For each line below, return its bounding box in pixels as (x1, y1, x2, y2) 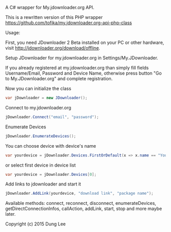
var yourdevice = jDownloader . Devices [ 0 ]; (5, 172, 97, 177)
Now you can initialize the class (5, 85, 71, 91)
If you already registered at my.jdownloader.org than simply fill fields (5, 65, 149, 71)
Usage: (5, 30, 20, 35)
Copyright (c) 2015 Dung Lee (5, 221, 66, 227)
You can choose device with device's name (5, 143, 97, 149)
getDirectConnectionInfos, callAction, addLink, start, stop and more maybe (5, 205, 162, 212)
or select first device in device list (5, 162, 76, 168)
